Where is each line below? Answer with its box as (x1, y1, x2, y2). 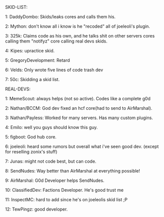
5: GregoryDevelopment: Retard (5, 57, 70, 63)
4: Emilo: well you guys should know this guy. (5, 125, 98, 130)
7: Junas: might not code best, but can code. (5, 158, 97, 164)
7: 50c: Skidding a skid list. (5, 77, 60, 82)
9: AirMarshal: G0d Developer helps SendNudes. (5, 177, 105, 183)
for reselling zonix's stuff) (5, 149, 58, 155)
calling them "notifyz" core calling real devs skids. (5, 38, 108, 44)
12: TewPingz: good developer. (5, 206, 68, 212)
